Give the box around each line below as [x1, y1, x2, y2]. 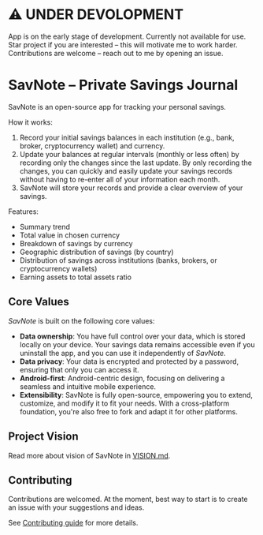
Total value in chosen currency [19, 230, 120, 240]
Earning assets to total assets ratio [19, 272, 132, 282]
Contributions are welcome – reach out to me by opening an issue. [8, 48, 224, 58]
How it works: [8, 117, 54, 127]
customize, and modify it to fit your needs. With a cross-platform [19, 398, 230, 408]
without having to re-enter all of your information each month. [19, 174, 220, 184]
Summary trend [19, 222, 71, 231]
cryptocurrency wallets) [19, 264, 98, 273]
